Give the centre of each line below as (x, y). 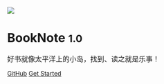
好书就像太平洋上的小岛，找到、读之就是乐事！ (84, 59)
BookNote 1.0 (45, 38)
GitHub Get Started (34, 73)
